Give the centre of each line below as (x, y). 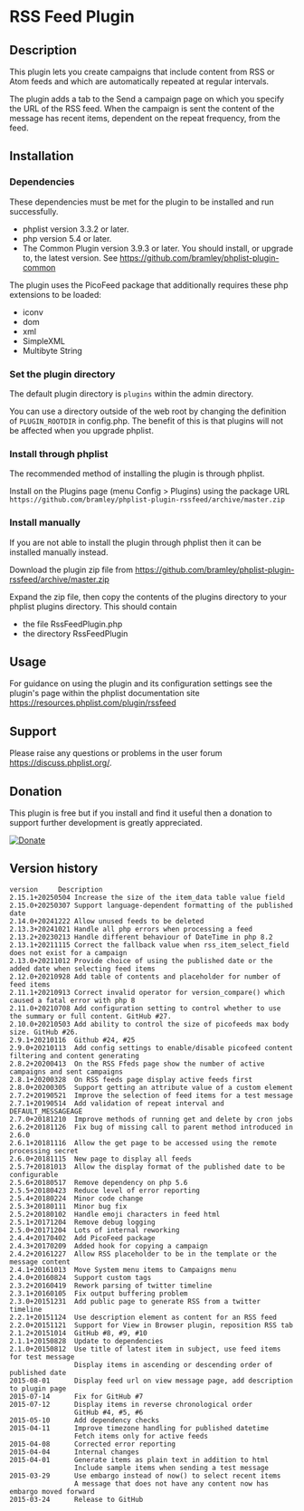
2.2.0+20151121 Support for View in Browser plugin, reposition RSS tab (152, 1325)
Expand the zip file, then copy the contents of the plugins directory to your (148, 597)
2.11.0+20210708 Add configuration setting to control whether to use (145, 1008)
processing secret (44, 1151)
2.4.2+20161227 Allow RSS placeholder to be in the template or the (143, 1254)
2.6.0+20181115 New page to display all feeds (101, 1159)
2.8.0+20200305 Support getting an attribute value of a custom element (152, 1087)
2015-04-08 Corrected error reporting (93, 1444)
